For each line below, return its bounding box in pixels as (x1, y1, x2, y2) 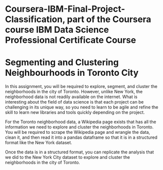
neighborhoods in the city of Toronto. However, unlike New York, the (5, 89, 143, 95)
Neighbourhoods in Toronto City (5, 67, 139, 79)
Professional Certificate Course (5, 35, 136, 46)
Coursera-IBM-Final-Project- (5, 3, 125, 15)
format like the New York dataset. (5, 140, 72, 146)
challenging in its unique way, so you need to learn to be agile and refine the (5, 104, 159, 110)
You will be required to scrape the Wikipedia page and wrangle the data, (5, 129, 150, 135)
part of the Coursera (67, 14, 151, 25)
